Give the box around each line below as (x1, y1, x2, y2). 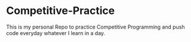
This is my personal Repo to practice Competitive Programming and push (6, 23, 185, 30)
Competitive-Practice (6, 4, 115, 17)
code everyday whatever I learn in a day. (6, 29, 106, 36)
